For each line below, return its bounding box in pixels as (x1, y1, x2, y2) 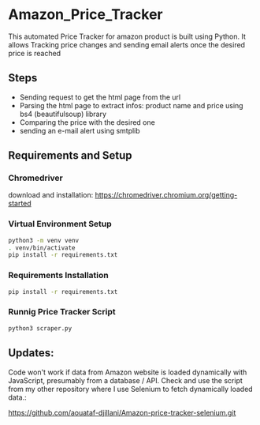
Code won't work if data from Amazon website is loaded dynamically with (8, 367, 247, 377)
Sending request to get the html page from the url (19, 92, 181, 102)
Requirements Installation (8, 270, 109, 281)
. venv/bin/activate (8, 243, 76, 252)
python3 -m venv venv (8, 236, 80, 244)
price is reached (8, 48, 61, 58)
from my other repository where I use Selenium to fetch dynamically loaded (8, 384, 254, 393)
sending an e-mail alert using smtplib (19, 126, 140, 135)
